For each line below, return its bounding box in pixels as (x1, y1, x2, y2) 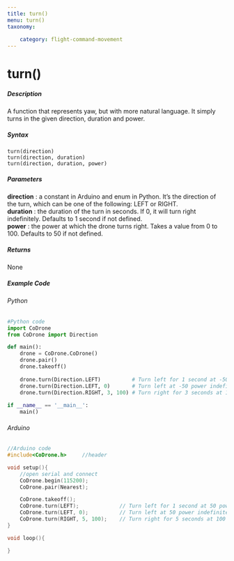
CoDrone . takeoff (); (19, 496, 77, 503)
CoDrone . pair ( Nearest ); (19, 484, 89, 491)
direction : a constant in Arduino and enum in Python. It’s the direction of (7, 192, 217, 201)
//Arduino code (7, 445, 52, 452)
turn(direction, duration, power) (7, 160, 108, 167)
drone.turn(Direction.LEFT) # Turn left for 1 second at (19, 376, 217, 383)
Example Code (7, 279, 51, 287)
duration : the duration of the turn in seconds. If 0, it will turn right (7, 207, 196, 216)
